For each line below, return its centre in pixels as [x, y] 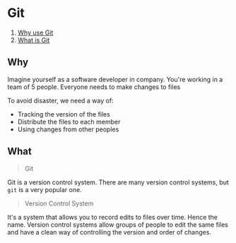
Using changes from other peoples [68, 129]
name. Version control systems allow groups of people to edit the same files [118, 225]
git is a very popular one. [45, 189]
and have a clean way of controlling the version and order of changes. [110, 232]
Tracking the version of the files [64, 114]
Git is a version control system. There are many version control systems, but [118, 182]
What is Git [34, 40]
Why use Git [35, 32]
